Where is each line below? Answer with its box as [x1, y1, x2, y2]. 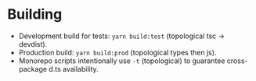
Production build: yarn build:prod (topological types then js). [18, 48, 217, 57]
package [18, 64, 48, 73]
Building [7, 5, 63, 23]
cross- [226, 56, 248, 65]
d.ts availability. [49, 64, 99, 73]
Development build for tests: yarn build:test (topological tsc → [18, 31, 225, 40]
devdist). [18, 39, 48, 48]
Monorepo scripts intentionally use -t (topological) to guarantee [18, 56, 225, 65]
